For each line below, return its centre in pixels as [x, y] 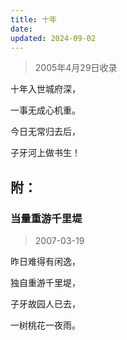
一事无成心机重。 [45, 110]
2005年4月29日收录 [76, 68]
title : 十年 [33, 19]
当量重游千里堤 [46, 218]
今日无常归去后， [45, 132]
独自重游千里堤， [45, 283]
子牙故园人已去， [45, 304]
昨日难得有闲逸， [45, 262]
